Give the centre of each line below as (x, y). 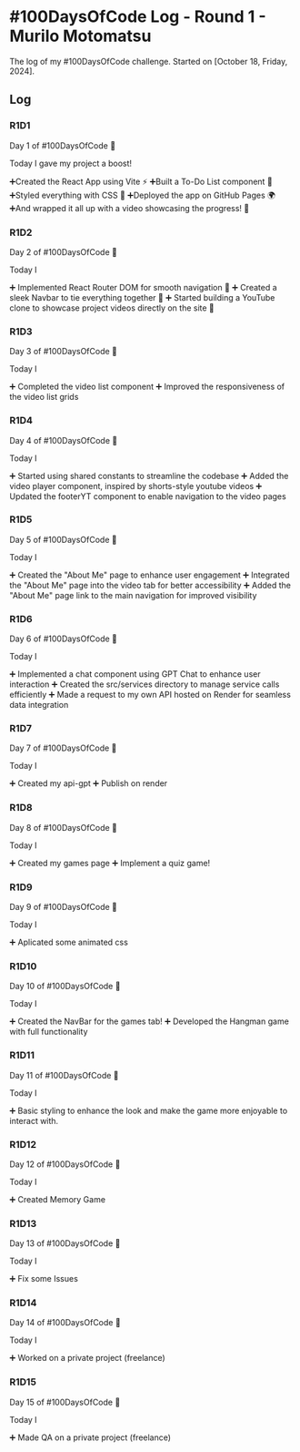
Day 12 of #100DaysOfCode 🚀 (65, 1164)
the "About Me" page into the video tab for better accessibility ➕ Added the (150, 585)
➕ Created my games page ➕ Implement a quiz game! (110, 863)
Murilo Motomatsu (80, 36)
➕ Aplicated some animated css (69, 942)
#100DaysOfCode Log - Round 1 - (138, 17)
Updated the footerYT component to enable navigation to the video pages (148, 496)
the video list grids (44, 397)
